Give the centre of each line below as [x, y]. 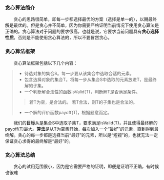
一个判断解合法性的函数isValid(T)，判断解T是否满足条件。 [82, 92]
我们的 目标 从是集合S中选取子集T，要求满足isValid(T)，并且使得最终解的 [86, 122]
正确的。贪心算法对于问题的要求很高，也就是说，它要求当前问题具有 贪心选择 [82, 31]
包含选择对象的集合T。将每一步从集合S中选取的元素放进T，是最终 [91, 80]
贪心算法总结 [20, 155]
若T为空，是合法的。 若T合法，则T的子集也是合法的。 [83, 102]
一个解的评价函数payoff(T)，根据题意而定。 [68, 112]
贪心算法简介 [20, 7]
